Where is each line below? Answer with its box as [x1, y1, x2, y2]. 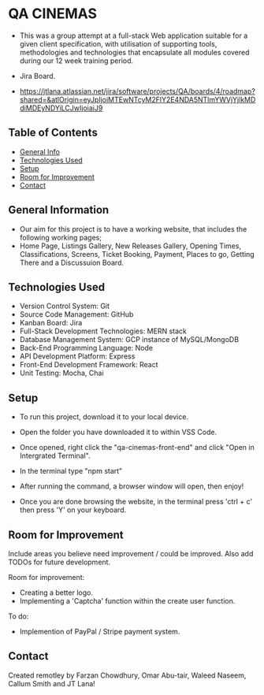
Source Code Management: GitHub [19, 310, 134, 319]
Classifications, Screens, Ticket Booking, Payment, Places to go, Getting [19, 249, 255, 258]
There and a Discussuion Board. [19, 258, 125, 267]
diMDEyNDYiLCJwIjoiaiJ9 [19, 103, 103, 113]
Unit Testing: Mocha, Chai [19, 368, 104, 378]
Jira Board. [19, 71, 56, 80]
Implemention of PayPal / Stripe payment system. [19, 627, 180, 636]
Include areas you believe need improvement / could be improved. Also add [8, 549, 254, 558]
